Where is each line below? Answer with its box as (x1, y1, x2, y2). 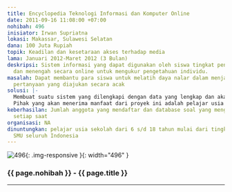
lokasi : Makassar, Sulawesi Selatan (7, 36, 113, 43)
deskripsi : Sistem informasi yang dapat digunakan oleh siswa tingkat (7, 61, 215, 68)
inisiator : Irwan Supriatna (7, 29, 88, 37)
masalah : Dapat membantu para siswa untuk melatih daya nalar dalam (7, 74, 209, 81)
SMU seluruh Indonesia (13, 132, 79, 139)
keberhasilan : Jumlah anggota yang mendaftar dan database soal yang (7, 106, 212, 113)
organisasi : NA (7, 119, 51, 126)
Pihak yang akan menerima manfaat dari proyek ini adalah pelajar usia (13, 100, 224, 107)
